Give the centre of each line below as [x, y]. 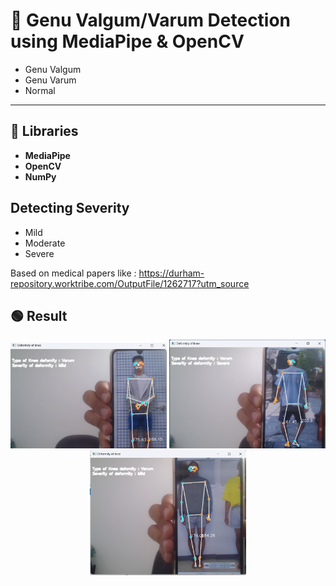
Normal [40, 90]
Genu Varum [50, 80]
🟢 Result [39, 315]
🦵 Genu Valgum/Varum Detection [151, 20]
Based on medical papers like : [73, 273]
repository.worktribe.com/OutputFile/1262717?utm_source [130, 283]
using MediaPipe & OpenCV [127, 41]
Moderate [45, 243]
